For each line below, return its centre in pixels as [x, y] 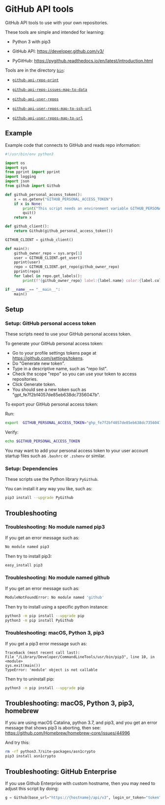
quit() [29, 213]
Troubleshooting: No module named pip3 [55, 527]
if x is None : [28, 204]
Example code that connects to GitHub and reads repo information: [73, 145]
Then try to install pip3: [28, 556]
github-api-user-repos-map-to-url [47, 118]
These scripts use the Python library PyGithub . [52, 479]
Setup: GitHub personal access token [51, 323]
